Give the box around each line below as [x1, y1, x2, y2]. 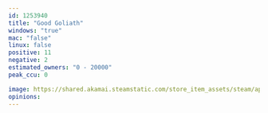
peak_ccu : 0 [8, 71, 48, 79]
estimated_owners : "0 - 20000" [8, 64, 112, 72]
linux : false [8, 41, 52, 49]
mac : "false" [8, 33, 52, 42]
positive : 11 [8, 49, 52, 56]
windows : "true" [8, 26, 62, 34]
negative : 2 [8, 56, 48, 64]
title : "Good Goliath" [8, 19, 84, 27]
